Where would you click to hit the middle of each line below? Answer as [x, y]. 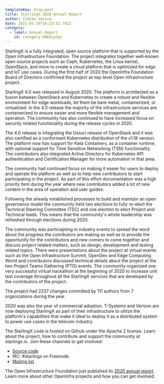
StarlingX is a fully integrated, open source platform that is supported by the [82, 51]
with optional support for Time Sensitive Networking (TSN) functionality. [78, 148]
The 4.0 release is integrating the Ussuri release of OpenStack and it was [79, 133]
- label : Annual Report [34, 32]
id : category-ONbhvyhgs [38, 37]
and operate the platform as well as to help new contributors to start [74, 174]
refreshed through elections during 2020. [47, 220]
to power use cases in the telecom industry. [49, 321]
